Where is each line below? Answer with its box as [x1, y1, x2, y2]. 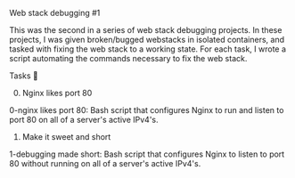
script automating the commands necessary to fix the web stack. [9, 53, 248, 63]
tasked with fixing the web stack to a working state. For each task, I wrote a [9, 44, 287, 54]
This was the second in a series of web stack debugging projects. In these [9, 25, 283, 35]
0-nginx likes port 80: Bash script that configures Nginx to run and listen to [9, 105, 284, 115]
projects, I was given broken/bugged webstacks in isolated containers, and [9, 35, 285, 44]
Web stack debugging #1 [9, 8, 101, 18]
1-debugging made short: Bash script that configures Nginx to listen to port [9, 149, 285, 159]
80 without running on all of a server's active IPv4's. [9, 158, 201, 168]
